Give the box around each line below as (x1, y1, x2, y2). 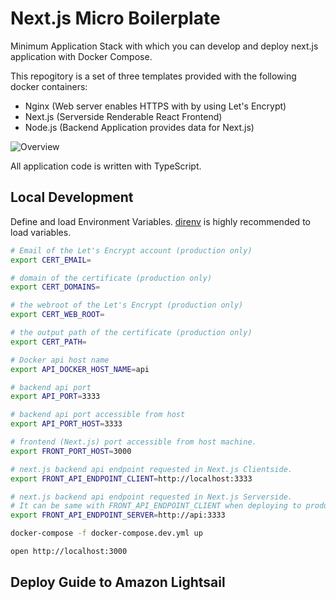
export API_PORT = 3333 (10, 392, 101, 402)
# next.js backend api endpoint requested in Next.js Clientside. (10, 464, 293, 474)
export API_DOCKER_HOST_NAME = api (10, 364, 150, 374)
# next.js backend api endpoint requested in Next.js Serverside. (10, 492, 293, 502)
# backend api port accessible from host (10, 410, 186, 420)
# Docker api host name (10, 355, 110, 365)
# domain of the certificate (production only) (10, 273, 213, 283)
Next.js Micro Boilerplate (10, 7, 221, 30)
